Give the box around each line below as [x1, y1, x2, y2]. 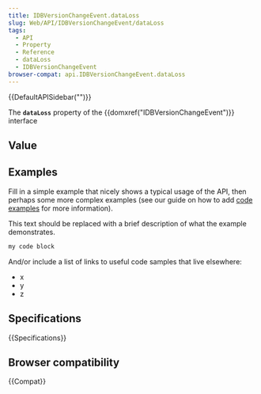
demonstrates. [8, 227, 55, 237]
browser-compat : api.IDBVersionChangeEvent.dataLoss [8, 70, 186, 78]
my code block [8, 242, 55, 250]
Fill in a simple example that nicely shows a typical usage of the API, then [8, 187, 247, 196]
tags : [8, 26, 26, 34]
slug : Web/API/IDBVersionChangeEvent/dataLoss [8, 19, 165, 27]
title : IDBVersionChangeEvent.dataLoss [8, 11, 140, 20]
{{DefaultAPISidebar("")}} [8, 92, 92, 101]
